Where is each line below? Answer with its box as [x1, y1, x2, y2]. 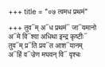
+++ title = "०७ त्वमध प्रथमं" [8, 7, 88, 16]
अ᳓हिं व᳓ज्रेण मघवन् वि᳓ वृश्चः [8, 49, 81, 59]
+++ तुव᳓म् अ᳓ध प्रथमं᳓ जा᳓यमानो [8, 23, 97, 32]
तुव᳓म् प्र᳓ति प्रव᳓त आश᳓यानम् [8, 41, 84, 50]
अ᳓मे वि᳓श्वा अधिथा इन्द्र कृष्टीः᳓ [8, 32, 87, 41]
